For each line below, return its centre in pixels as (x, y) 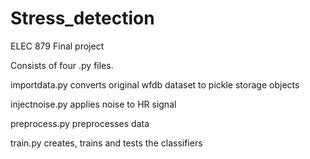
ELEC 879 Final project (57, 46)
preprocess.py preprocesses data (80, 123)
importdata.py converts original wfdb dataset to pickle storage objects (155, 84)
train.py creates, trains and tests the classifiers (106, 143)
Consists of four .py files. (62, 65)
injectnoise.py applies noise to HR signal (93, 104)
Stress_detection (82, 18)
